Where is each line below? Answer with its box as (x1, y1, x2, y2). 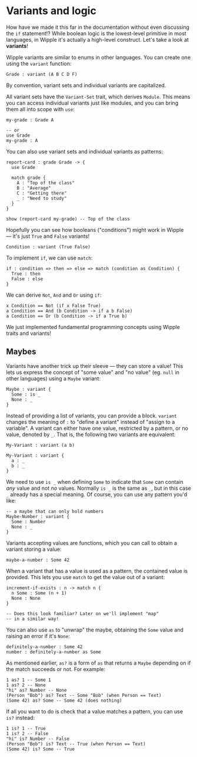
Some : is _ (11, 391, 41, 397)
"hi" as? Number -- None (6, 687, 67, 693)
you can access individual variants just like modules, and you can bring (6, 99, 178, 107)
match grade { (11, 175, 46, 181)
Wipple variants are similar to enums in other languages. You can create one (6, 54, 191, 61)
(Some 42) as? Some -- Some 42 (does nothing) (6, 698, 122, 703)
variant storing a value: (6, 546, 62, 553)
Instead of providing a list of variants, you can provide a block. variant (6, 412, 178, 419)
